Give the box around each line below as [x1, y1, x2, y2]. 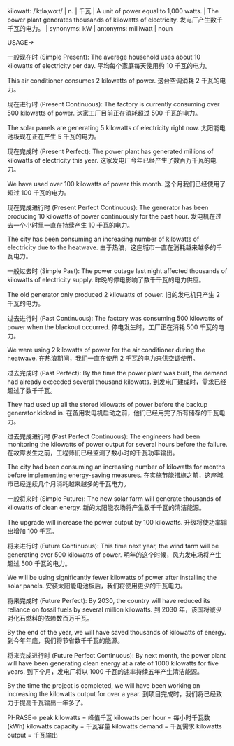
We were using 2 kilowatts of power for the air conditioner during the [7, 346, 205, 354]
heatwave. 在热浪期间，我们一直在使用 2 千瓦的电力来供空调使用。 [7, 354, 199, 362]
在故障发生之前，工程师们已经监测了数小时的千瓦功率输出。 [7, 448, 179, 457]
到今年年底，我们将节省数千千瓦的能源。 [7, 637, 124, 644]
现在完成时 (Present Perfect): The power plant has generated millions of [7, 147, 214, 156]
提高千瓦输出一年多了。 [19, 698, 87, 707]
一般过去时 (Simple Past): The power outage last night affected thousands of [7, 267, 228, 275]
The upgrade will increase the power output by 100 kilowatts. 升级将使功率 [7, 518, 221, 526]
